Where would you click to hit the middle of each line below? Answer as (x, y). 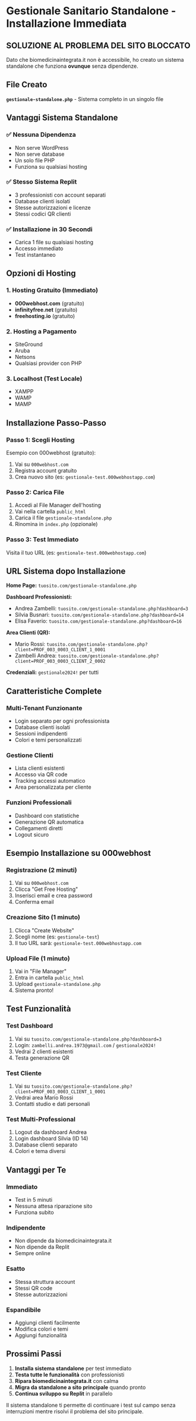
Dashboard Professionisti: (39, 597)
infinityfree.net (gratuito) (46, 310)
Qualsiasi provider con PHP (48, 363)
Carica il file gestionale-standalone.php (63, 518)
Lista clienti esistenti (40, 768)
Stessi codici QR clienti (43, 214)
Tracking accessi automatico (50, 781)
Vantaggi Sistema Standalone (62, 118)
